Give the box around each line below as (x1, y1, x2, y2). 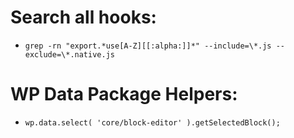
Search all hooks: (10, 6, 157, 29)
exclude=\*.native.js (24, 49, 115, 60)
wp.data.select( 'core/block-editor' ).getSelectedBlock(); (24, 117, 281, 128)
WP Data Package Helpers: (10, 83, 238, 106)
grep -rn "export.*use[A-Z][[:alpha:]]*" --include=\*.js (24, 41, 272, 51)
